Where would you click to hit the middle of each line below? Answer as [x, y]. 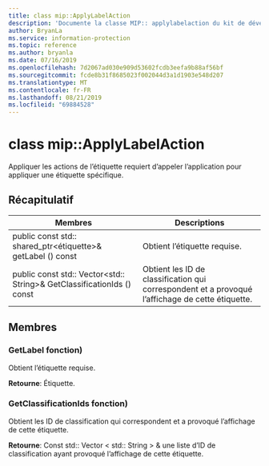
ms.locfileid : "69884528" [51, 105]
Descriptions [200, 222]
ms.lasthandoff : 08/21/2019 [55, 98]
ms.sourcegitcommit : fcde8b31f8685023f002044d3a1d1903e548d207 [116, 75]
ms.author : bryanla [41, 53]
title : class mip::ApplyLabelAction [69, 16]
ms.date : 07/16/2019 [43, 61]
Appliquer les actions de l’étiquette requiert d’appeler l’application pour [125, 167]
